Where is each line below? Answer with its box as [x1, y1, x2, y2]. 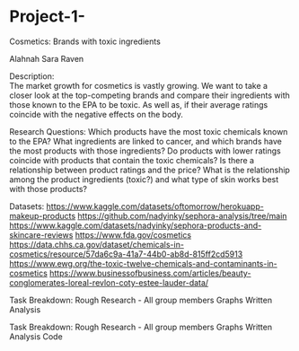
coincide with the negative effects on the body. [9, 109, 184, 119]
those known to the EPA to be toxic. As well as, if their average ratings [9, 99, 268, 110]
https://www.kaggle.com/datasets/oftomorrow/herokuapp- [46, 200, 265, 212]
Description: [9, 70, 55, 82]
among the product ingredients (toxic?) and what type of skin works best [9, 173, 279, 185]
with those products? [9, 183, 88, 194]
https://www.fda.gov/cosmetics [75, 229, 191, 240]
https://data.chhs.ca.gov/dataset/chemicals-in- [9, 239, 184, 250]
